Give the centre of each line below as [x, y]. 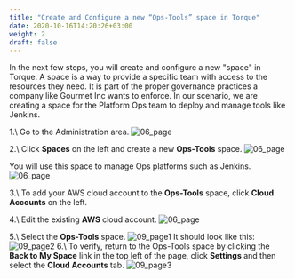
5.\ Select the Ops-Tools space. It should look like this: [132, 237]
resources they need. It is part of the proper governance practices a [134, 86]
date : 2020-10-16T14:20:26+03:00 [71, 26]
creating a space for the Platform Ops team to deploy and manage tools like [147, 105]
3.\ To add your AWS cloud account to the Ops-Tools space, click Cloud [141, 193]
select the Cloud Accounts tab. [67, 265]
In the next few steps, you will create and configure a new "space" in [135, 68]
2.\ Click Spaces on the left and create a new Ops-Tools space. [126, 149]
